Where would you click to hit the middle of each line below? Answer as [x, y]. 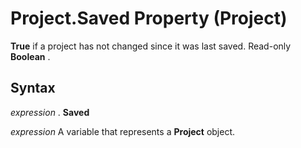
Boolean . [30, 56]
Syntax [33, 88]
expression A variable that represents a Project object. [123, 131]
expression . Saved [50, 112]
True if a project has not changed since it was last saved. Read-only [151, 46]
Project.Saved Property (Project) [149, 18]
